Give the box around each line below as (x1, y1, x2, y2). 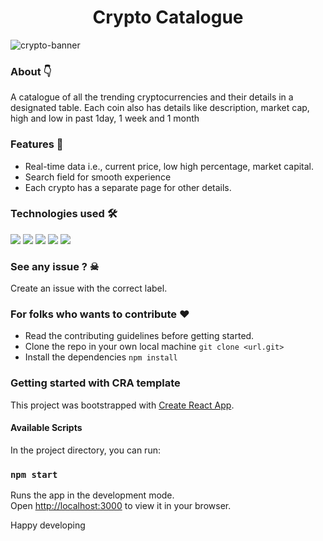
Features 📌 (10, 137, 64, 151)
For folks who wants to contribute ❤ (10, 307, 190, 321)
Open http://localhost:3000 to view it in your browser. (10, 500, 232, 512)
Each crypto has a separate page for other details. (24, 181, 232, 193)
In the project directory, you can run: (10, 444, 161, 456)
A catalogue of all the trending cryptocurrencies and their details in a (10, 91, 294, 103)
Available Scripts (10, 422, 83, 434)
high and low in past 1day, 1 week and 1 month (10, 112, 200, 125)
